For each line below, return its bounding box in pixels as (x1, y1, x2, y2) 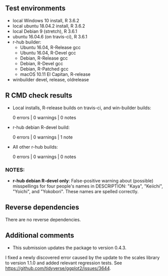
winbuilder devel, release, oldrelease (12, 76, 89, 82)
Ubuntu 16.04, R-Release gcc (20, 44, 81, 50)
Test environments (5, 4, 66, 13)
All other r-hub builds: (12, 144, 58, 150)
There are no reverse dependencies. (5, 216, 81, 222)
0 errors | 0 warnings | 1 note (12, 134, 73, 140)
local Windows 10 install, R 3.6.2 (12, 17, 80, 23)
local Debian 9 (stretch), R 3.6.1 (12, 28, 77, 34)
